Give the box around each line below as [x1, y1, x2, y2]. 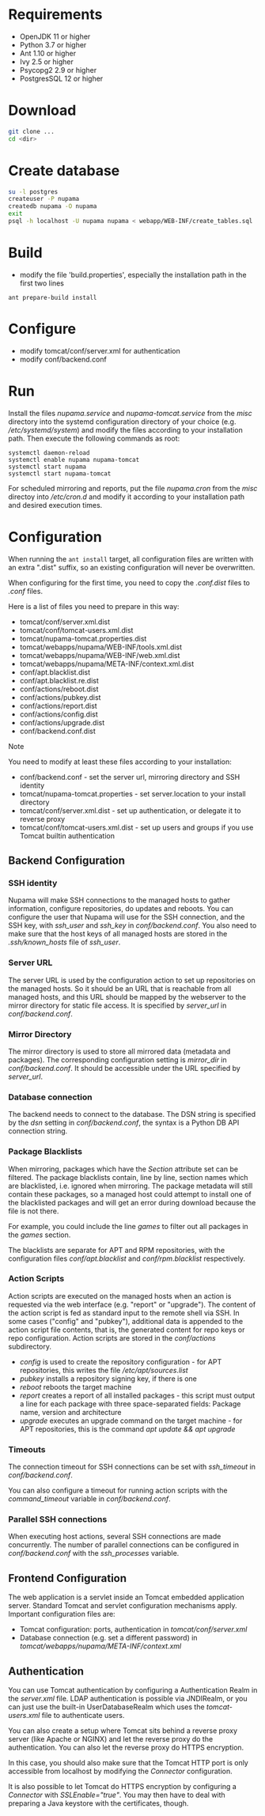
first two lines [19, 278, 65, 288]
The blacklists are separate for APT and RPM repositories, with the [8, 1245, 225, 1254]
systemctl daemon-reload [8, 448, 90, 456]
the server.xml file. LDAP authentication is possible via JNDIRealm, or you [8, 1694, 248, 1704]
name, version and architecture [19, 1407, 122, 1417]
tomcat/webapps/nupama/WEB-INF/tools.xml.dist [19, 642, 183, 652]
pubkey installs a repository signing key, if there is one [19, 1374, 198, 1383]
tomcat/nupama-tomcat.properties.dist [19, 634, 147, 643]
